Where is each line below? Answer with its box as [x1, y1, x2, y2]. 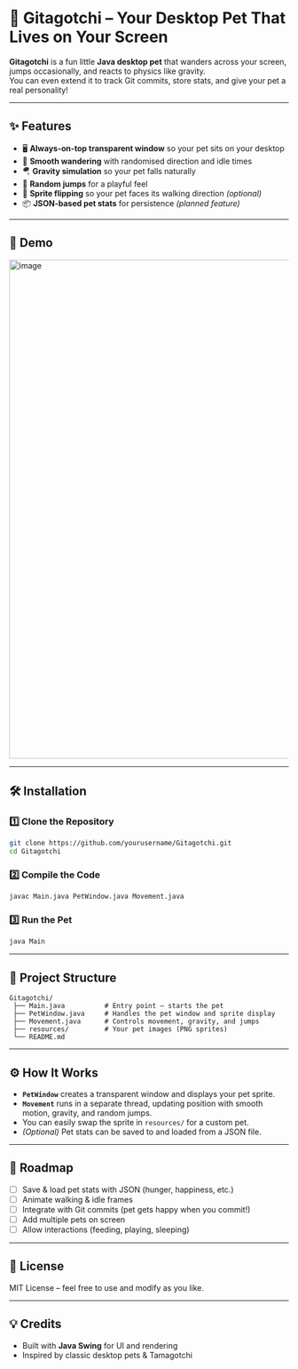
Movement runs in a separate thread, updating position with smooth [21, 1098, 263, 1109]
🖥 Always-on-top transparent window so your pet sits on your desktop [21, 142, 286, 154]
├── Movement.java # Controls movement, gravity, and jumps [12, 1017, 260, 1026]
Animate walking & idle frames [21, 1194, 133, 1205]
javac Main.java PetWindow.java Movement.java [9, 893, 184, 901]
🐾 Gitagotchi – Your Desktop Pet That [9, 8, 286, 28]
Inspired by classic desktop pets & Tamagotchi [21, 1349, 193, 1360]
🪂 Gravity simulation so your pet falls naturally [21, 165, 197, 176]
